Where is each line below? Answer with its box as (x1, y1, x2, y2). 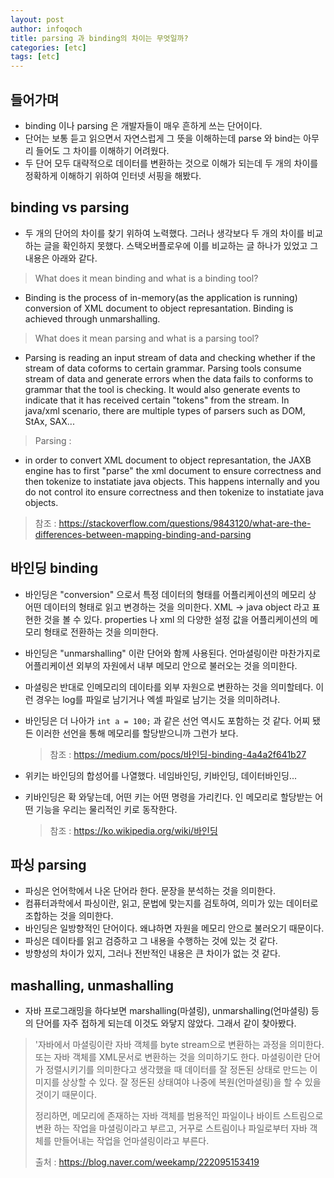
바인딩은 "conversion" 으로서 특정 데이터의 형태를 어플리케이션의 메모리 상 (24, 588, 317, 600)
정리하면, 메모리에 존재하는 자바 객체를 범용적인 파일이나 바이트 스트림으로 (34, 1110, 324, 1122)
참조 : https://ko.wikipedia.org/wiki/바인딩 (49, 824, 218, 836)
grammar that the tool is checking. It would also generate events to (24, 383, 301, 395)
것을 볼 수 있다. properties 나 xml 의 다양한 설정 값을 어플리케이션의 (43, 613, 308, 625)
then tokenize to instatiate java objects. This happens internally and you (24, 475, 320, 487)
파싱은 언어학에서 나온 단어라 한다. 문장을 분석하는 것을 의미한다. (24, 885, 277, 897)
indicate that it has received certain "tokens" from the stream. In (24, 394, 290, 406)
